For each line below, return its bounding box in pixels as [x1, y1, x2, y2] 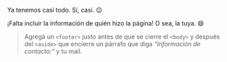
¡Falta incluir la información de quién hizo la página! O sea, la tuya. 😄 [7, 19, 204, 27]
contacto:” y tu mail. [24, 48, 82, 55]
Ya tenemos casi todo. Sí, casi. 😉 [7, 6, 102, 14]
